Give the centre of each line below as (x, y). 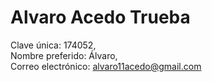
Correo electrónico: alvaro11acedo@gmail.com (106, 66)
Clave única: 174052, (53, 45)
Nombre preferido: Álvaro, (64, 55)
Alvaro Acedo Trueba (100, 17)
